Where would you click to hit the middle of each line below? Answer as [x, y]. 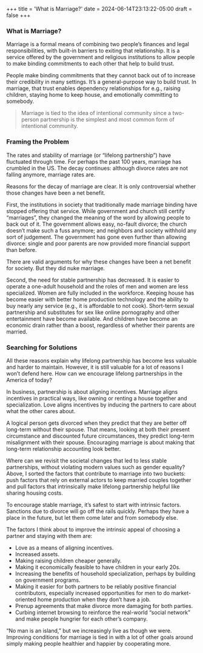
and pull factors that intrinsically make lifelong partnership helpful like [93, 486]
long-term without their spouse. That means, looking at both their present [98, 429]
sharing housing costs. [35, 493]
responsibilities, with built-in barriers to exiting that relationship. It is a [93, 51]
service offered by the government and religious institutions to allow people [101, 57]
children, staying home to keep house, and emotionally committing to [92, 95]
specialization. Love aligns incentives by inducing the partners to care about [101, 405]
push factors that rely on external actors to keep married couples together [99, 480]
